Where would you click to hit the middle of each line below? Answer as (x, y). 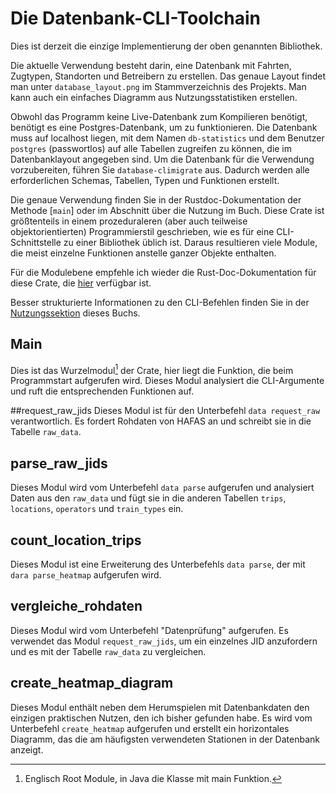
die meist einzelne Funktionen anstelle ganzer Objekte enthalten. (143, 253)
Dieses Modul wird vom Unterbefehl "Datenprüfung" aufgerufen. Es (149, 630)
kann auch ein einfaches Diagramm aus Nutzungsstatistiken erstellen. (154, 97)
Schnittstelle (36, 242)
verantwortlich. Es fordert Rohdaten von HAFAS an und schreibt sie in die (161, 421)
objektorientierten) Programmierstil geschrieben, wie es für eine (142, 231)
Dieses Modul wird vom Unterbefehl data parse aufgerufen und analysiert (162, 488)
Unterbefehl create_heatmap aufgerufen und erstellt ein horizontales (150, 728)
